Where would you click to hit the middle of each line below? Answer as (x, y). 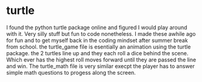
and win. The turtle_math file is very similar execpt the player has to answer (101, 66)
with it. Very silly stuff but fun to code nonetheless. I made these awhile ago (101, 33)
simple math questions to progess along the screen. (71, 72)
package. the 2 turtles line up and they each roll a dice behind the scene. (97, 53)
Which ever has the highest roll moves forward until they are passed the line (101, 60)
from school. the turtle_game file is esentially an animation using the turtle (99, 47)
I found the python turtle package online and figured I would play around (97, 27)
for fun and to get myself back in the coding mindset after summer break (97, 40)
